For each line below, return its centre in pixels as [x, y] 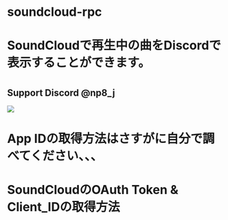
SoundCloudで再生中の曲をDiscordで [114, 46]
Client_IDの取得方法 [64, 207]
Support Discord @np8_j [61, 92]
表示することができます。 [79, 63]
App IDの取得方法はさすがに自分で [105, 139]
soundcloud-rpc [55, 12]
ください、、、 [67, 156]
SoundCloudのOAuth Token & [93, 190]
